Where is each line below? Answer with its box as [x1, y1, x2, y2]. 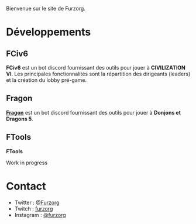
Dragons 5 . [6, 115, 33, 122]
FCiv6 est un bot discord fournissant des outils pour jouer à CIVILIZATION [6, 64, 186, 71]
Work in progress [6, 159, 48, 166]
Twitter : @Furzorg [14, 199, 60, 206]
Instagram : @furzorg [14, 211, 66, 218]
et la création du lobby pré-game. [6, 77, 87, 84]
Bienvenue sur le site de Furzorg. [6, 5, 86, 12]
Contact [6, 180, 46, 192]
